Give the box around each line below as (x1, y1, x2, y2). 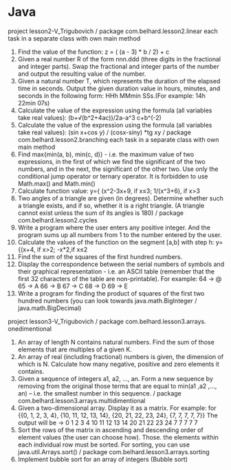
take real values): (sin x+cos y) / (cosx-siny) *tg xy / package (17, 128, 192, 136)
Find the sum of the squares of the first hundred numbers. (17, 252, 183, 260)
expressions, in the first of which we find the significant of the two (17, 157, 206, 165)
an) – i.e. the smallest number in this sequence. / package (17, 389, 181, 397)
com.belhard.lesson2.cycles (17, 216, 98, 224)
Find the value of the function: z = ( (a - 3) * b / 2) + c (17, 48, 170, 56)
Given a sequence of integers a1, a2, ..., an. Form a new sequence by (17, 374, 214, 382)
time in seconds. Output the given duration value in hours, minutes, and (17, 84, 221, 92)
